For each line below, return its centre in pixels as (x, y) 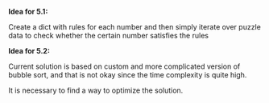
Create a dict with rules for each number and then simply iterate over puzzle (135, 27)
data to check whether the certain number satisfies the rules (109, 36)
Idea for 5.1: (28, 12)
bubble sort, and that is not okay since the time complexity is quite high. (128, 75)
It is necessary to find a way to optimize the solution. (96, 90)
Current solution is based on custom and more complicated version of (124, 66)
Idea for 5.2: (29, 51)
